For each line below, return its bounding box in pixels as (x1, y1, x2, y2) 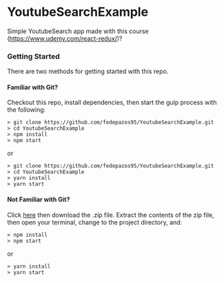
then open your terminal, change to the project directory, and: (7, 218, 183, 226)
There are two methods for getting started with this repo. (7, 67, 169, 76)
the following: (7, 106, 46, 114)
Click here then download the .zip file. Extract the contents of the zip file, (7, 211, 214, 219)
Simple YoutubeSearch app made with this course (7, 27, 150, 35)
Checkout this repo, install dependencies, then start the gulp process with (7, 98, 217, 107)
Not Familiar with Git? (7, 195, 70, 204)
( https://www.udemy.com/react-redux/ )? (7, 34, 123, 42)
